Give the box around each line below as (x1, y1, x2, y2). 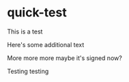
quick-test (7, 5, 67, 20)
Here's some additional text (7, 40, 85, 49)
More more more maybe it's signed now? (7, 53, 123, 62)
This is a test (7, 27, 43, 36)
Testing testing (7, 67, 49, 75)
